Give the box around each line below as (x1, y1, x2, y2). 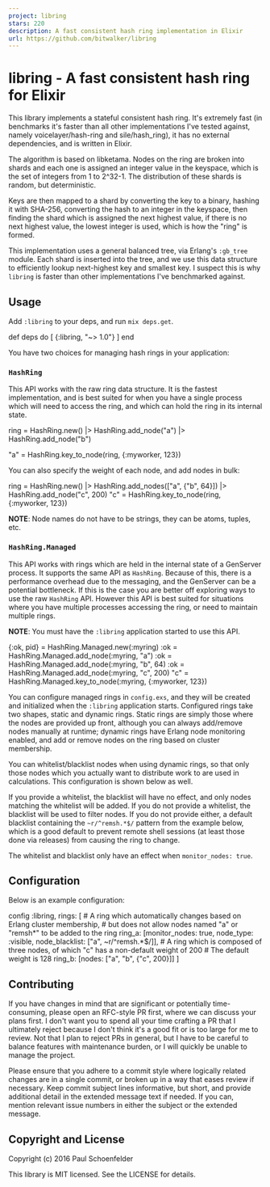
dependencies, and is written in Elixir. (8, 139, 132, 149)
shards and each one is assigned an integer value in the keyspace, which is (8, 163, 260, 173)
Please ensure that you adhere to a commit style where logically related (8, 1066, 246, 1075)
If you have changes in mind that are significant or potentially (8, 999, 211, 1008)
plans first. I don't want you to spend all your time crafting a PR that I (8, 1016, 236, 1026)
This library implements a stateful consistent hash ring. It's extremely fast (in (8, 113, 263, 123)
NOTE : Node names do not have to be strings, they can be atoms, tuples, (8, 514, 251, 524)
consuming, (8, 1008, 48, 1017)
